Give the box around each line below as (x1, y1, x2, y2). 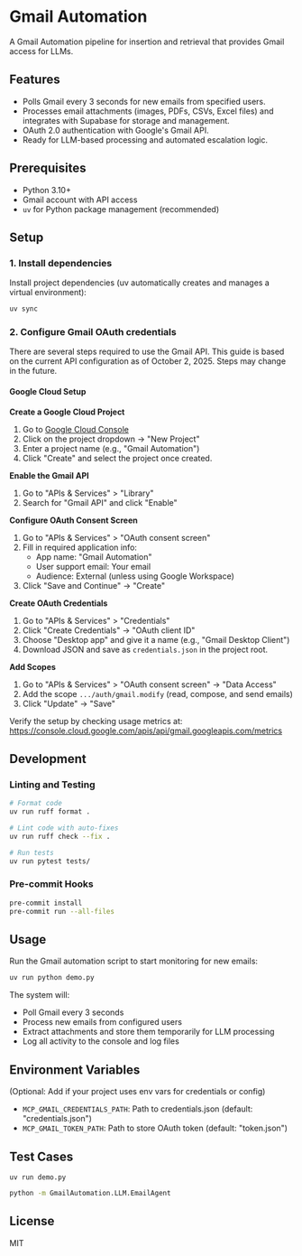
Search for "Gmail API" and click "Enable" (22, 497, 178, 507)
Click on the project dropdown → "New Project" (22, 433, 200, 444)
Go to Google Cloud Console (22, 423, 129, 434)
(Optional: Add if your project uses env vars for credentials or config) (9, 1086, 266, 1097)
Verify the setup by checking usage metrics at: (9, 715, 183, 726)
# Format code (9, 799, 63, 808)
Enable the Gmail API (9, 470, 89, 480)
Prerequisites (9, 161, 87, 176)
